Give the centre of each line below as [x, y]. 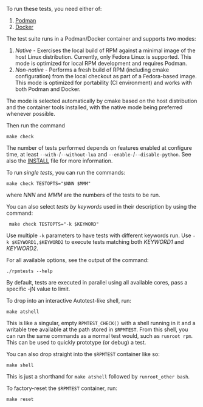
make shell [20, 365]
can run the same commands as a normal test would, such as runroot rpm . [100, 336]
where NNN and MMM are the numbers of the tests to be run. [83, 195]
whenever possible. [31, 114]
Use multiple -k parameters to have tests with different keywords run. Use [99, 235]
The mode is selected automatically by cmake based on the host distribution [102, 101]
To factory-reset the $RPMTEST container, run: [62, 388]
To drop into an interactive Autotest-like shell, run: [69, 301]
